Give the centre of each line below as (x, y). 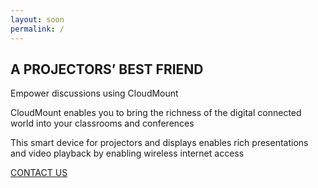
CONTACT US (39, 173)
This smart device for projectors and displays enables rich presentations (159, 143)
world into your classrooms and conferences (102, 123)
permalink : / (37, 29)
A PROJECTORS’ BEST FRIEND (107, 69)
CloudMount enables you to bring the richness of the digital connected (156, 113)
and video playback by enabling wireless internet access (127, 153)
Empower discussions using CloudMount (94, 93)
